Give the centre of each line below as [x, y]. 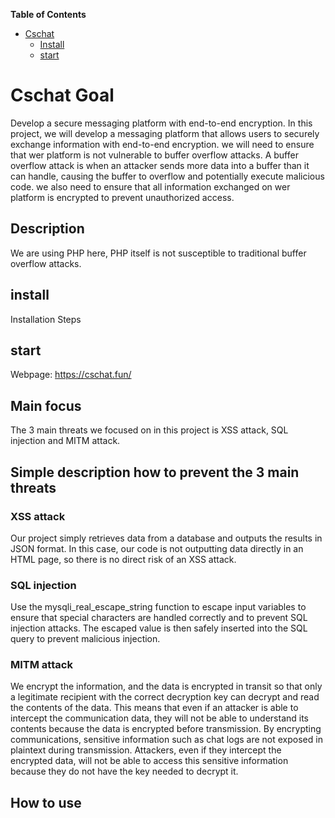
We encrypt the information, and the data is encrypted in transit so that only [166, 686]
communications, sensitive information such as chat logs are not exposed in [166, 740]
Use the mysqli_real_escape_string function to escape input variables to [158, 607]
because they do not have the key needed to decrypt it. [124, 771]
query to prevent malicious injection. [85, 639]
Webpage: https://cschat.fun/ [71, 375]
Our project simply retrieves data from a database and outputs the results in [166, 538]
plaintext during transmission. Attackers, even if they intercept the [146, 750]
